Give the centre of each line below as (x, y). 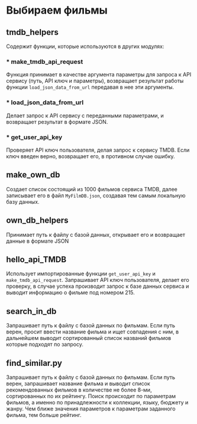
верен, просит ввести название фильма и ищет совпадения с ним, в (93, 332)
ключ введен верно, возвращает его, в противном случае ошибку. (91, 156)
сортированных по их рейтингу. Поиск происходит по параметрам (91, 396)
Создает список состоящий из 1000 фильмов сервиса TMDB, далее (92, 189)
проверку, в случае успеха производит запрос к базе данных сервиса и (98, 286)
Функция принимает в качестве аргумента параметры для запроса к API (99, 75)
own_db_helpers (38, 221)
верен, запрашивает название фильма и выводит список (78, 383)
